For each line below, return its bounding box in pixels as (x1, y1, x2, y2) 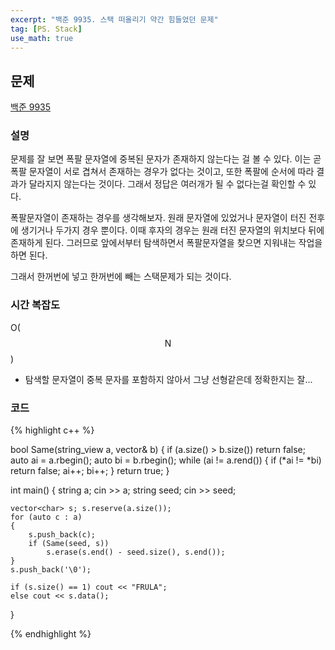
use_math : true (10, 33, 74, 43)
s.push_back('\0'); (10, 565, 92, 575)
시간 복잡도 (10, 298, 61, 312)
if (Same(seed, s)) (28, 539, 110, 549)
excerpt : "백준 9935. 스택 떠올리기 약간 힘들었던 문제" (10, 14, 219, 25)
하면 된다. (10, 249, 48, 261)
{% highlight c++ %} (10, 424, 95, 436)
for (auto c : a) (10, 512, 83, 523)
